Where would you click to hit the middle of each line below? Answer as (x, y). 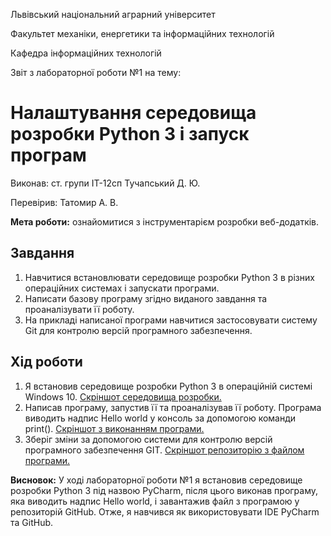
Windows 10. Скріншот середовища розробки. (123, 396)
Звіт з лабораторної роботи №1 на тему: (96, 72)
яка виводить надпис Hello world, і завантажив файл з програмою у (155, 501)
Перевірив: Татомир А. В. (64, 202)
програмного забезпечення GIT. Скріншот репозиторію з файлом (164, 450)
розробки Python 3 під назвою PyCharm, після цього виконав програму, (164, 490)
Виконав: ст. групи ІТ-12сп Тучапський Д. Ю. (105, 183)
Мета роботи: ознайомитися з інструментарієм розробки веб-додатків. (165, 221)
